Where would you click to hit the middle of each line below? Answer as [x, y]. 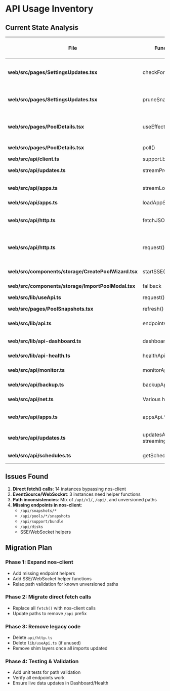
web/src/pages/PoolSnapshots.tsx [51, 309]
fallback [152, 286]
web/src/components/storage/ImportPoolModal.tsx [72, 286]
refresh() [153, 309]
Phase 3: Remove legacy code [43, 626]
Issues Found [27, 477]
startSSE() [155, 271]
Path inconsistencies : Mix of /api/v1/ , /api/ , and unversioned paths [84, 499]
